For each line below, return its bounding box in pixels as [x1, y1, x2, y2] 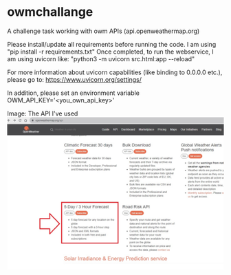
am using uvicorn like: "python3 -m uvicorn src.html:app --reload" [7, 54, 195, 63]
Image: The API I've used [7, 109, 78, 118]
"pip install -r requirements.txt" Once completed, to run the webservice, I [7, 47, 214, 56]
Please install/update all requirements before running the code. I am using [7, 40, 217, 48]
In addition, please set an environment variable [7, 89, 140, 97]
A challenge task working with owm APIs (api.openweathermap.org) [7, 27, 200, 35]
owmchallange [7, 4, 93, 20]
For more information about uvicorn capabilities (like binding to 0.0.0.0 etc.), [7, 68, 223, 76]
